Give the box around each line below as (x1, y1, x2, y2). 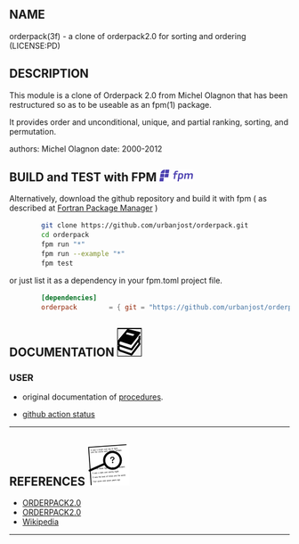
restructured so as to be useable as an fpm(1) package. (9, 99, 212, 110)
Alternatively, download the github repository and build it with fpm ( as (9, 194, 267, 204)
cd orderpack (41, 231, 90, 240)
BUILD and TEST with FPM (9, 169, 158, 185)
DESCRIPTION (9, 66, 89, 81)
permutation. (9, 126, 56, 136)
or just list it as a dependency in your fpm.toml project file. (9, 275, 222, 285)
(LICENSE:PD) (9, 40, 61, 51)
